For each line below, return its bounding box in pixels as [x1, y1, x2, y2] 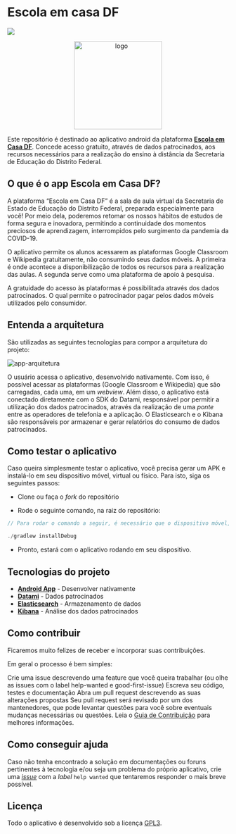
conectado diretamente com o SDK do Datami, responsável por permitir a [7, 395, 220, 404]
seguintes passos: [7, 479, 60, 487]
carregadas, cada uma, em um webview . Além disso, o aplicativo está [7, 387, 209, 396]
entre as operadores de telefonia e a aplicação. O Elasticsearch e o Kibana [7, 410, 223, 418]
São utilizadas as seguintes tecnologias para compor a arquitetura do [7, 337, 208, 346]
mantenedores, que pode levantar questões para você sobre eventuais [7, 703, 212, 711]
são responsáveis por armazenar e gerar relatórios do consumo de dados [7, 417, 220, 426]
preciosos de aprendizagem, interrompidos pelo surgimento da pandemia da [7, 226, 229, 235]
